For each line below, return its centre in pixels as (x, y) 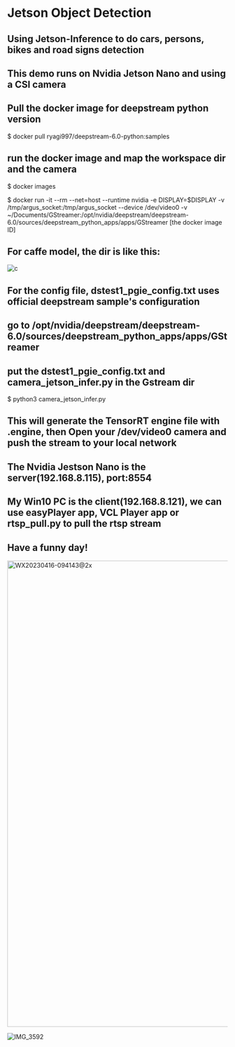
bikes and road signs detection (76, 49)
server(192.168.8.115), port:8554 (80, 478)
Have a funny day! (48, 548)
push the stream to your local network (92, 443)
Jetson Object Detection (79, 13)
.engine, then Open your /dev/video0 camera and (117, 432)
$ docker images (31, 186)
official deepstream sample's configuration (104, 301)
